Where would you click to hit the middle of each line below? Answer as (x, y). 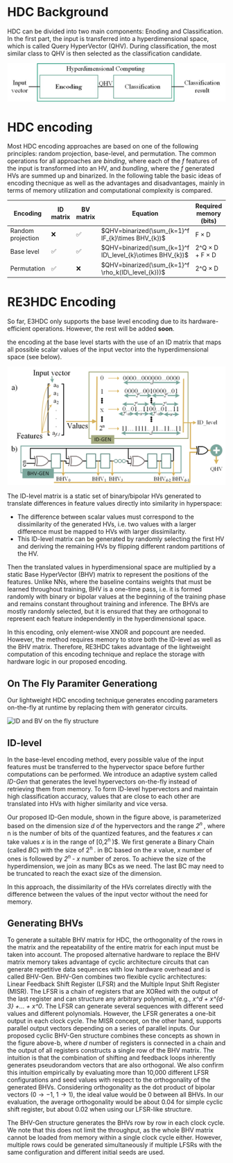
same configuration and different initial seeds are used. (86, 1153)
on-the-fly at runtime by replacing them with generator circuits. (98, 707)
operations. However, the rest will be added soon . (103, 329)
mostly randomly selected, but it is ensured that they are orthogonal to (108, 612)
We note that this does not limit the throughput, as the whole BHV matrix (110, 1130)
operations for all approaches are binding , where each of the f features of (112, 161)
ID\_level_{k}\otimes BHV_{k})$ (145, 255)
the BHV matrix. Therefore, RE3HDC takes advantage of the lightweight (109, 647)
